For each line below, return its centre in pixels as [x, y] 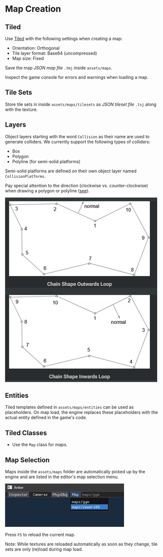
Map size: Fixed [28, 58]
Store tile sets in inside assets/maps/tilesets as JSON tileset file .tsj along [81, 104]
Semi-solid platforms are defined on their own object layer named [71, 171]
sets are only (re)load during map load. [44, 549]
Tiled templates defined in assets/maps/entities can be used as [69, 407]
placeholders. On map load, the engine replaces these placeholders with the [81, 412]
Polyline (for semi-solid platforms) [46, 161]
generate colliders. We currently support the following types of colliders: [78, 142]
